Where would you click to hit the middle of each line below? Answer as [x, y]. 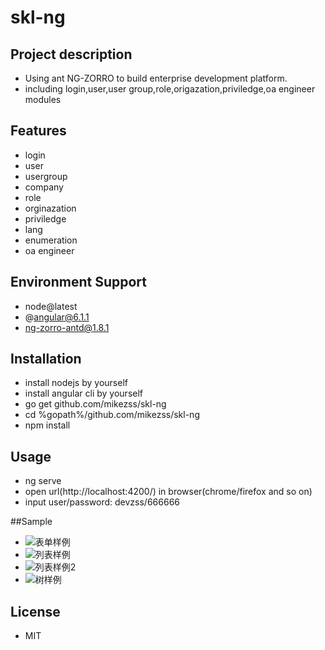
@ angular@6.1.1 [57, 317]
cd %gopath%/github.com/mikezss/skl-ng [112, 415]
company [44, 187]
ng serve [43, 481]
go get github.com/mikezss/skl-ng [95, 404]
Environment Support [78, 282]
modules [43, 99]
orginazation [50, 208]
